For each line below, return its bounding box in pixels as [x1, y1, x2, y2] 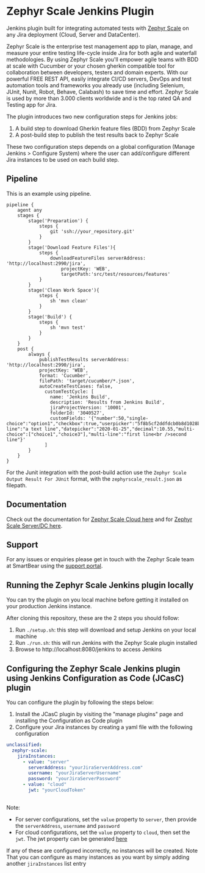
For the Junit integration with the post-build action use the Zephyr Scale [6, 469, 187, 476]
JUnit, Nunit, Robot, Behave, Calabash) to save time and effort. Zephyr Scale [6, 88, 199, 95]
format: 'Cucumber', [38, 372, 92, 379]
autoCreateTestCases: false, [38, 383, 113, 389]
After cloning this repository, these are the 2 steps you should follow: [6, 614, 180, 622]
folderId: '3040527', [49, 410, 105, 416]
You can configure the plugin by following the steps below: [6, 699, 154, 706]
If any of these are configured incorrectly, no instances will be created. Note [6, 847, 198, 854]
